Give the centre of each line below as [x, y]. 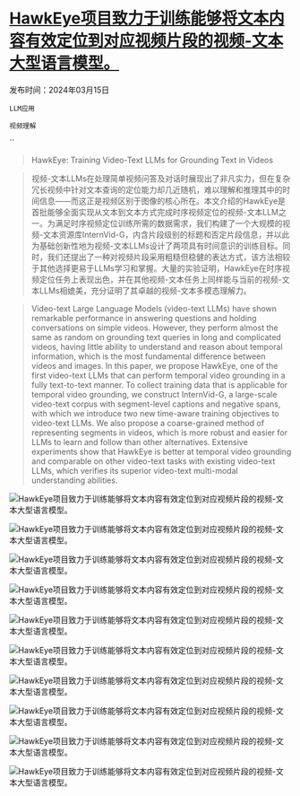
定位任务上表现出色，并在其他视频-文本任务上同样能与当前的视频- [160, 279]
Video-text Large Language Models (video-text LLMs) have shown [154, 308]
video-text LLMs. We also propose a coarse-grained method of [148, 423]
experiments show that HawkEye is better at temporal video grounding [161, 451]
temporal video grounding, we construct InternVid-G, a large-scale [154, 394]
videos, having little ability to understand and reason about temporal [157, 346]
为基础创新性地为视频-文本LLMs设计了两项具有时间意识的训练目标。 [157, 245]
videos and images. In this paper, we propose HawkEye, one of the [154, 365]
